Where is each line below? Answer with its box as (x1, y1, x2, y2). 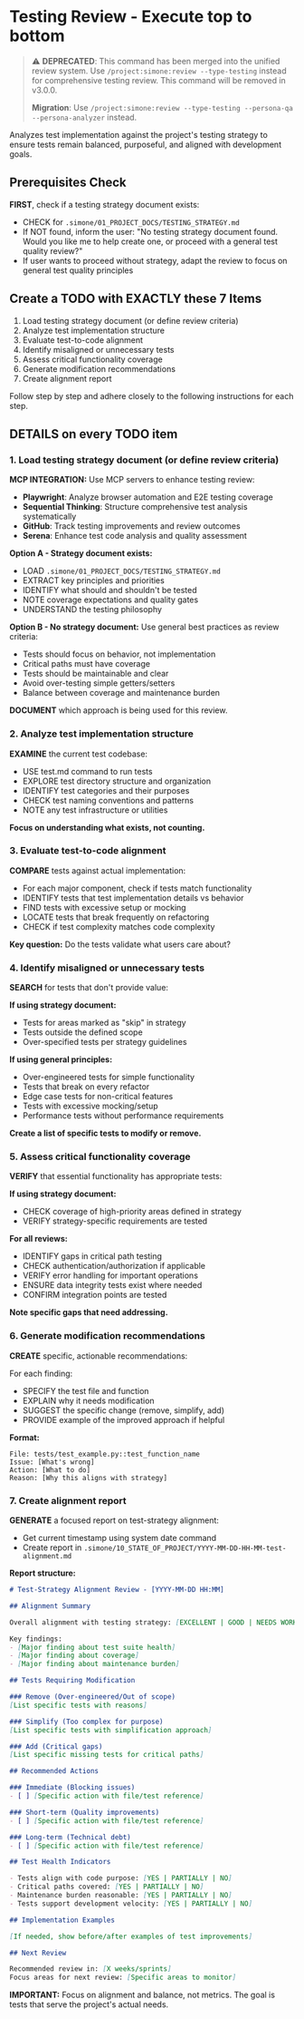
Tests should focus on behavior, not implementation (22, 649, 216, 659)
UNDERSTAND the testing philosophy (22, 604, 163, 615)
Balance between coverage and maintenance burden (22, 688, 220, 698)
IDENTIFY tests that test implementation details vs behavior (22, 892, 244, 903)
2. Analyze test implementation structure (9, 727, 195, 740)
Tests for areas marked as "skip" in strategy (22, 1018, 187, 1029)
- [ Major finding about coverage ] (9, 1651, 140, 1661)
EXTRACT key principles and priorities (22, 575, 165, 586)
